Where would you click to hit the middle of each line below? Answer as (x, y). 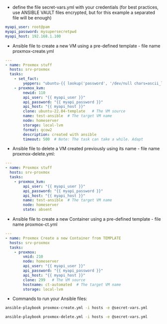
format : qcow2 (38, 130)
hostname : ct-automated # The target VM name (72, 285)
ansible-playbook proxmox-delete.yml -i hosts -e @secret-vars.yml (77, 317)
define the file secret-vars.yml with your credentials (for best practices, (85, 7)
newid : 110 (34, 93)
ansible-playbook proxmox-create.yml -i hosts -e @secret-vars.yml (77, 308)
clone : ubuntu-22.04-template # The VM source (74, 111)
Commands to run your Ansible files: (50, 299)
